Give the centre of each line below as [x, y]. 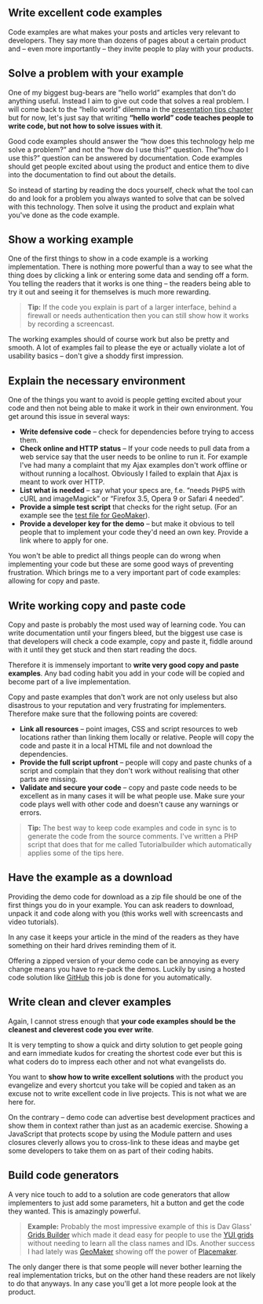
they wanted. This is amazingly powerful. [75, 1211]
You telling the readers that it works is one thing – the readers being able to [130, 283]
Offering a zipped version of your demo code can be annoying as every [124, 961]
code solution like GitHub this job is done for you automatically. [110, 977]
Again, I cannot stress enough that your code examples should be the [122, 1021]
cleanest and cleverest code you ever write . [81, 1029]
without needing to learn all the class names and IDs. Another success [141, 1243]
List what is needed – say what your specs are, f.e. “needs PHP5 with [132, 491]
